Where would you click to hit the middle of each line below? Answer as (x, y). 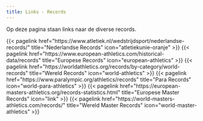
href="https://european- (150, 86)
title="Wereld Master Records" (105, 105)
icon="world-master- (171, 105)
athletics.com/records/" (36, 105)
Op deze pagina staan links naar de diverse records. (71, 29)
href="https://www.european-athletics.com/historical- (97, 54)
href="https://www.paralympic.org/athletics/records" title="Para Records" (99, 79)
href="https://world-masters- (138, 99)
